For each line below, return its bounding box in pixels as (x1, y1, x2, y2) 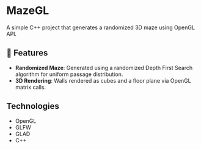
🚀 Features (6, 48, 48, 58)
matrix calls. (15, 83, 46, 91)
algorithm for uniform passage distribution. (15, 71, 123, 78)
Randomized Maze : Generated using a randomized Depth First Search (15, 64, 193, 71)
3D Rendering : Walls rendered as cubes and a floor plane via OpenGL (15, 77, 191, 84)
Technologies (6, 101, 60, 111)
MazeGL (6, 4, 49, 18)
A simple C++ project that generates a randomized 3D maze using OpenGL (6, 24, 196, 31)
